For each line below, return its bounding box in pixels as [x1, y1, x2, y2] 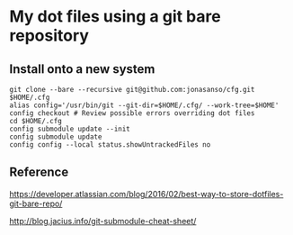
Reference [9, 165, 69, 180]
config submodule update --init [9, 124, 130, 133]
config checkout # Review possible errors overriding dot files [9, 109, 255, 118]
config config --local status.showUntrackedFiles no [9, 140, 211, 149]
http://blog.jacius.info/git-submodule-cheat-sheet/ [9, 215, 197, 226]
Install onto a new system [9, 61, 155, 77]
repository [9, 25, 90, 46]
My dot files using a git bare [9, 6, 222, 27]
